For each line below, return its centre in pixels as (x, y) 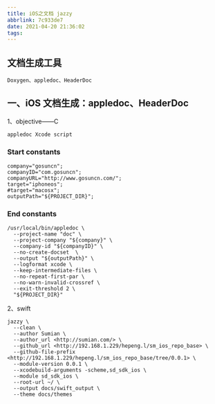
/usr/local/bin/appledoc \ (46, 228)
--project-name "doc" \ (47, 234)
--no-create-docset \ (46, 253)
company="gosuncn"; (35, 166)
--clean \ (27, 328)
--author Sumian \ (40, 334)
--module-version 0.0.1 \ (51, 365)
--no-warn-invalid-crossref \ (57, 283)
